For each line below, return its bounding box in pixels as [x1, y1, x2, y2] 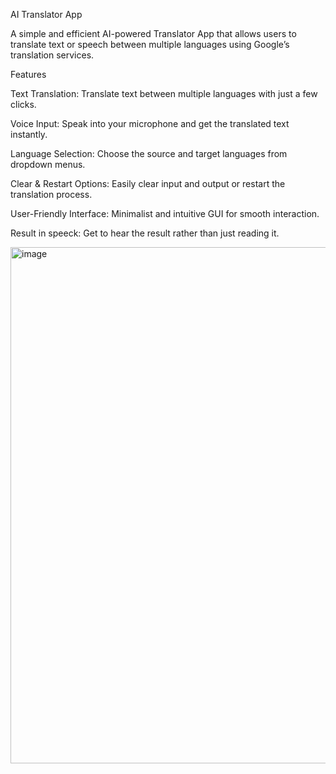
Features [10, 69, 47, 80]
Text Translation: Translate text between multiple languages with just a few [10, 88, 318, 99]
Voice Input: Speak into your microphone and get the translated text [10, 118, 290, 129]
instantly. [10, 129, 48, 140]
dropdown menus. [10, 159, 86, 170]
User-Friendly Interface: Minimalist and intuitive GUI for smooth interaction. [10, 208, 320, 219]
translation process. [10, 189, 93, 200]
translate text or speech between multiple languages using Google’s [10, 39, 290, 50]
